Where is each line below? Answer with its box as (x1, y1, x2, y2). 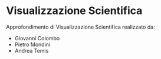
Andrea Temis (14, 47, 49, 54)
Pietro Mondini (14, 41, 51, 48)
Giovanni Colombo (14, 34, 60, 41)
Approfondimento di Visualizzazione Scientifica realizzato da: (6, 23, 155, 30)
